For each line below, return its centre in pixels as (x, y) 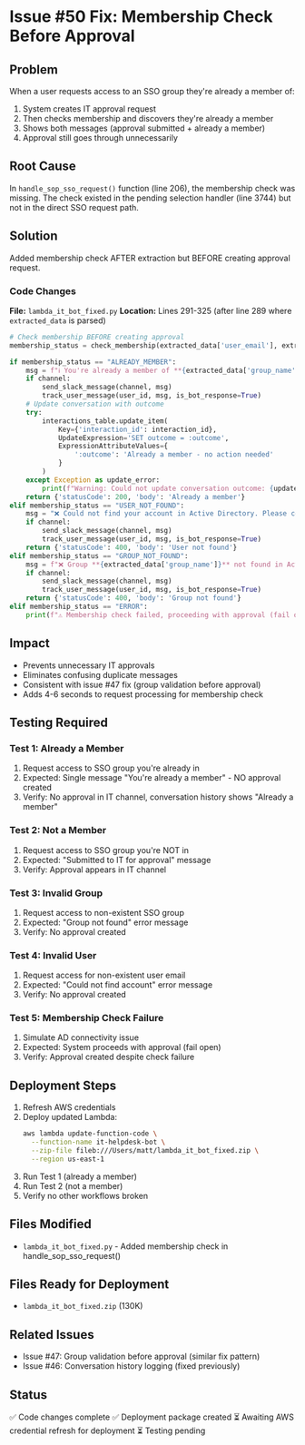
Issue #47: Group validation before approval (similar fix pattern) (141, 1357)
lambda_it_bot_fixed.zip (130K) (83, 1306)
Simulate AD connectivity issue (80, 1037)
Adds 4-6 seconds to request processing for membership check (143, 694)
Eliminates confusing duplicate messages (100, 674)
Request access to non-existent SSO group (103, 912)
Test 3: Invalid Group (56, 893)
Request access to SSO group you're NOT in (105, 850)
